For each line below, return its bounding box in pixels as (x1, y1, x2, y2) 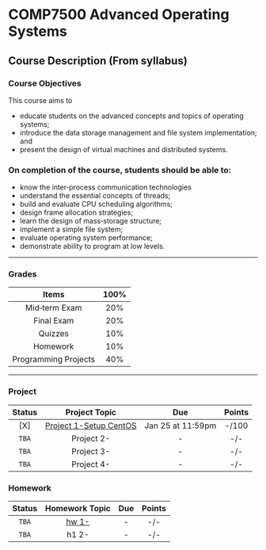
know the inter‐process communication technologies (19, 182, 192, 192)
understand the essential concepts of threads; (19, 191, 171, 201)
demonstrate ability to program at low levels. (19, 242, 165, 251)
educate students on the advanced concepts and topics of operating (19, 111, 244, 120)
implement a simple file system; (19, 224, 123, 235)
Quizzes (38, 328, 70, 339)
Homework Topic (44, 503, 111, 514)
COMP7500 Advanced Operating (8, 6, 230, 24)
